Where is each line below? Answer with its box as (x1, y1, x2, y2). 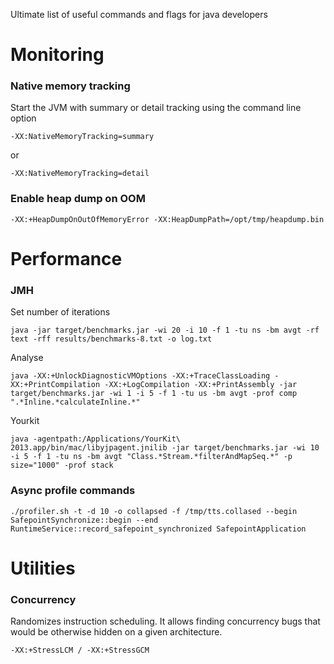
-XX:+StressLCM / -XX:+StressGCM (10, 645, 150, 656)
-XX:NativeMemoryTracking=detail (10, 169, 150, 179)
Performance (10, 247, 123, 270)
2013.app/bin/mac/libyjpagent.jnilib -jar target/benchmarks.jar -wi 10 (10, 443, 320, 453)
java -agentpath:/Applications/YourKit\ (10, 434, 182, 444)
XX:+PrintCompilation (10, 380, 101, 390)
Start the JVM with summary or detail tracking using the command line (10, 102, 302, 114)
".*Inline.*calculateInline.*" (10, 397, 141, 408)
